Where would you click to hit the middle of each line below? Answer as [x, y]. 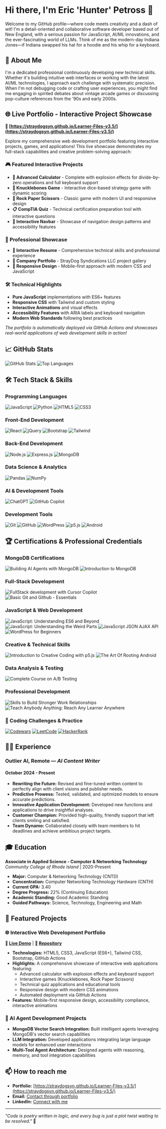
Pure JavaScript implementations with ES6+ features [66, 297]
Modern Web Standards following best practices [62, 318]
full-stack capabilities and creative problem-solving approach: [68, 151]
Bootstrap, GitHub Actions [39, 958]
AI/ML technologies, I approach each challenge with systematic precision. [80, 83]
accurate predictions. [34, 799]
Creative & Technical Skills [38, 644]
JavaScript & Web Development [44, 610]
